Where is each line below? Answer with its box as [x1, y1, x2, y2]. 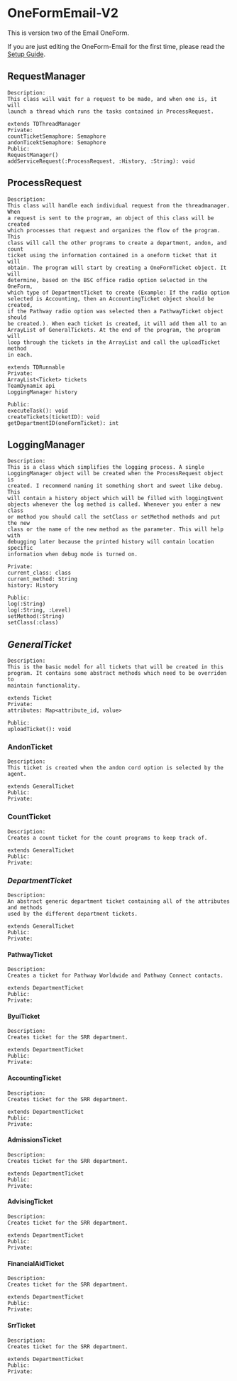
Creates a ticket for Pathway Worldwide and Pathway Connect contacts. [7, 972, 224, 980]
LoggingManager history [7, 389, 78, 396]
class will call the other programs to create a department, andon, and [7, 239, 227, 247]
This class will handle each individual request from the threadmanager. [7, 202, 231, 209]
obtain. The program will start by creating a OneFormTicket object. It [7, 264, 227, 271]
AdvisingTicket [7, 1197, 53, 1206]
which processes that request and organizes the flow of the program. [7, 227, 221, 234]
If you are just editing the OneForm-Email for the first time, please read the [7, 42, 225, 50]
